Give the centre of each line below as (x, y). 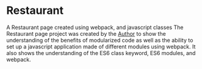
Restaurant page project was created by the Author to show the (86, 33)
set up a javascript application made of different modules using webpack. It (101, 47)
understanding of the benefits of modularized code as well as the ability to (100, 40)
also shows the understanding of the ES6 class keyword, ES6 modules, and (101, 53)
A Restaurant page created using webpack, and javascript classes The (95, 27)
